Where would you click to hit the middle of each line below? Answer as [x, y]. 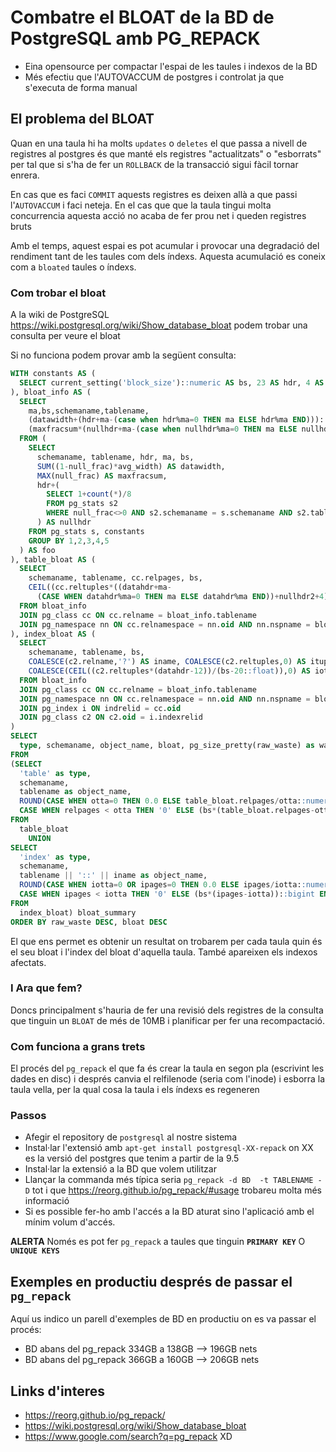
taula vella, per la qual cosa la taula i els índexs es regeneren [135, 1090]
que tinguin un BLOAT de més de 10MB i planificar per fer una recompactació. [168, 1020]
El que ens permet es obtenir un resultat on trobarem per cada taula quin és [166, 941]
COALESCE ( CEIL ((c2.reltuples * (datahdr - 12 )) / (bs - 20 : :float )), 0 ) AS [169, 671]
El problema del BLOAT [82, 119]
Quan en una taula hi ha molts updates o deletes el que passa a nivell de [159, 143]
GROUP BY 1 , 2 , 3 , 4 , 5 [69, 541]
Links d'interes [57, 1391]
